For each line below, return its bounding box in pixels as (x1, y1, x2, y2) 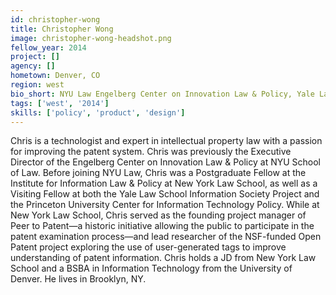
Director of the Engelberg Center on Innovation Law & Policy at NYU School (10, 156, 321, 168)
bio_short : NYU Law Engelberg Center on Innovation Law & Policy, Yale (10, 89, 315, 99)
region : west (10, 80, 65, 90)
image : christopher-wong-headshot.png (10, 33, 172, 43)
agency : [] (10, 61, 56, 71)
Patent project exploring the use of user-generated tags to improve (10, 241, 287, 253)
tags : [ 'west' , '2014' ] (10, 98, 110, 108)
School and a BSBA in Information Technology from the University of (10, 262, 293, 275)
